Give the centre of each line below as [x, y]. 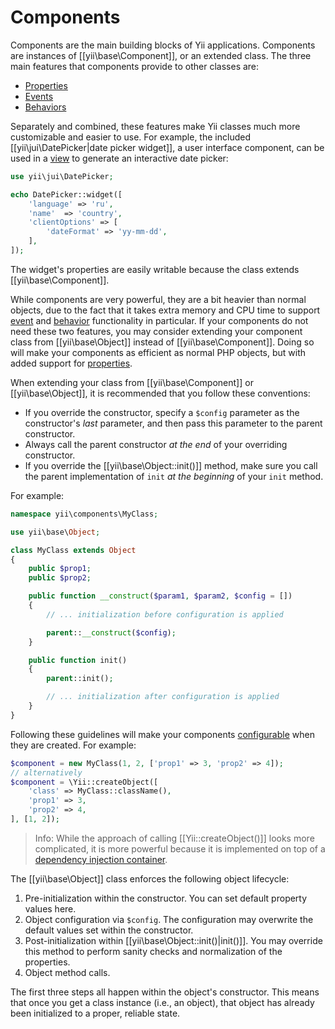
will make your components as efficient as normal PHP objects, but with [158, 352]
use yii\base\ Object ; [55, 532]
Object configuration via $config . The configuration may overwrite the [169, 919]
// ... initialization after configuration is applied [163, 697]
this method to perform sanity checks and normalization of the [153, 951]
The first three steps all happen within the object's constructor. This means [165, 992]
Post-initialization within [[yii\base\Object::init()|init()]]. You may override [173, 940]
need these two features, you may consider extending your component [156, 331]
